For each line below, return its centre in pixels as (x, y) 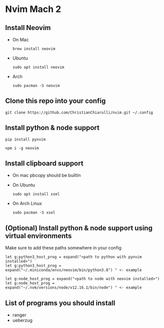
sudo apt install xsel (36, 194)
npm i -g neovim (22, 148)
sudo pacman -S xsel (34, 213)
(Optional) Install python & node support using (79, 228)
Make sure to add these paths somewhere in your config (63, 248)
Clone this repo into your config (55, 101)
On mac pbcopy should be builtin (46, 175)
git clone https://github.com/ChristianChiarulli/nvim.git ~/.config (79, 112)
